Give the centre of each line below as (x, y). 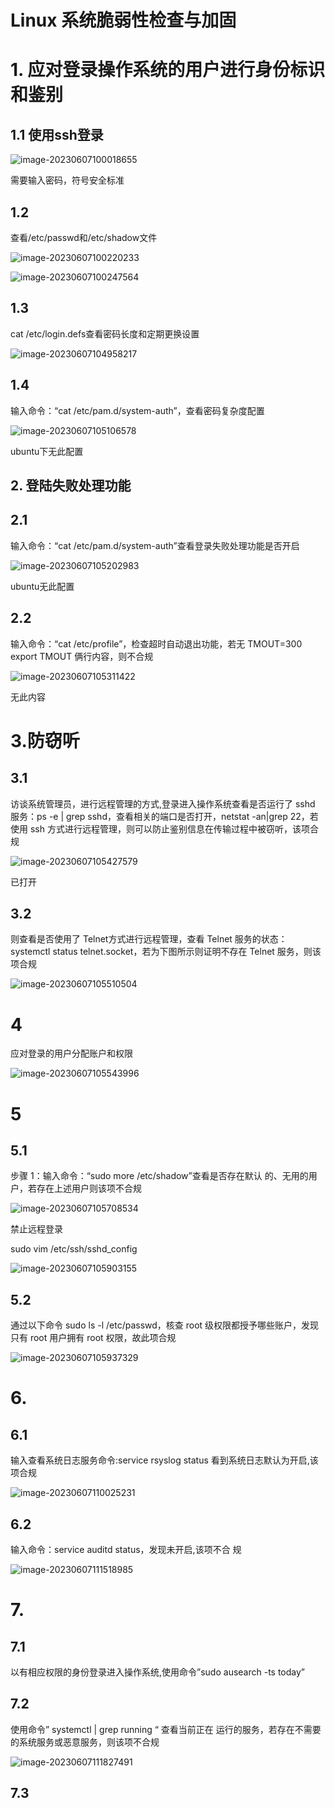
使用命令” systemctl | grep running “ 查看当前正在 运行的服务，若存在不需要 (166, 1729)
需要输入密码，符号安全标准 (67, 180)
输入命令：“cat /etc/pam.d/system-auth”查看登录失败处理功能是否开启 (155, 545)
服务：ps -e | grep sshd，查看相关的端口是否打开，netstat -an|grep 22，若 (164, 816)
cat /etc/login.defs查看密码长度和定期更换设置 (105, 333)
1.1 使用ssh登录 (57, 134)
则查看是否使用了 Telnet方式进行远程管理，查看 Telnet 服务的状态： (149, 939)
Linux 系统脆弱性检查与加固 (123, 20)
